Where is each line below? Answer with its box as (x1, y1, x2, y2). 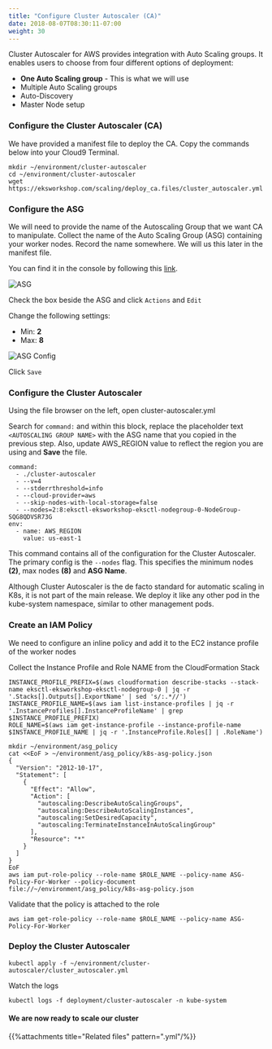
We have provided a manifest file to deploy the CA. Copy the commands (8, 138, 250, 148)
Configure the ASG (8, 203, 84, 214)
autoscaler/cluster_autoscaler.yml (8, 966, 129, 974)
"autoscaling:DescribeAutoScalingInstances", (37, 806, 195, 814)
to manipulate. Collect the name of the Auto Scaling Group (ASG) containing (8, 230, 262, 240)
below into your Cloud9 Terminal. (8, 147, 119, 157)
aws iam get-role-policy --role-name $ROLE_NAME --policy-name (8, 915, 227, 923)
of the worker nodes (8, 647, 77, 656)
